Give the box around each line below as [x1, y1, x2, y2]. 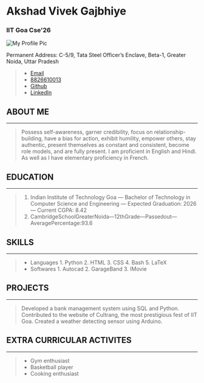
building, [21, 135, 44, 142]
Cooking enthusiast [30, 370, 79, 377]
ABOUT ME [6, 106, 50, 117]
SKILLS [6, 237, 35, 247]
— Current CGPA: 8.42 [30, 206, 87, 214]
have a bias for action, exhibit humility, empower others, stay [44, 135, 196, 142]
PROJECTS [6, 283, 49, 293]
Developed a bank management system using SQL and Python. [21, 305, 180, 312]
